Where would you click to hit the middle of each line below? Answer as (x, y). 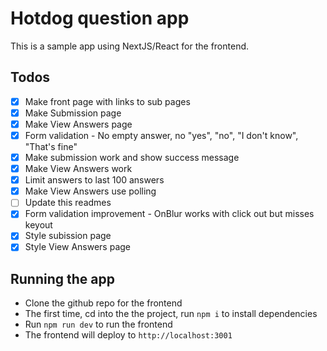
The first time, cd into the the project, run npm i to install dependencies (171, 314)
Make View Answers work (78, 169)
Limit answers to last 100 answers (94, 180)
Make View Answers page (78, 124)
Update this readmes (68, 203)
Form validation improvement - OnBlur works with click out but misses (169, 214)
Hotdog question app (100, 18)
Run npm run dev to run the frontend (98, 324)
